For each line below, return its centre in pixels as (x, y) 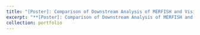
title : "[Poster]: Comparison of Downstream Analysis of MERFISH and (94, 12)
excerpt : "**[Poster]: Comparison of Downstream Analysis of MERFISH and (100, 17)
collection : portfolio (34, 23)
